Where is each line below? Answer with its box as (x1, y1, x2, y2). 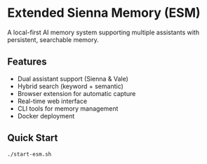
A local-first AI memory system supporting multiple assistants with (7, 28, 200, 36)
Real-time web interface (17, 97, 88, 105)
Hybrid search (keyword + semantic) (17, 82, 124, 90)
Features (7, 56, 47, 68)
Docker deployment (17, 111, 75, 120)
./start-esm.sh (7, 151, 52, 158)
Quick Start (7, 132, 58, 144)
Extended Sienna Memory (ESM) (7, 5, 201, 21)
